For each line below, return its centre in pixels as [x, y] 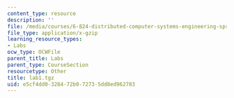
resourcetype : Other [37, 71]
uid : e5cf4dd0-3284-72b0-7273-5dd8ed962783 [71, 84]
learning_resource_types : [45, 39]
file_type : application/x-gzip [53, 33]
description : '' [31, 20]
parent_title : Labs [36, 59]
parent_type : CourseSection [48, 65]
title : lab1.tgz [31, 78]
